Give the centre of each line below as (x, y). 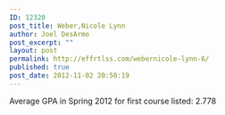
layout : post (33, 51)
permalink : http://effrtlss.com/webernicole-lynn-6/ (109, 59)
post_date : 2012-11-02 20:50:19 (69, 76)
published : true (39, 68)
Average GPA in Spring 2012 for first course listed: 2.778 (113, 101)
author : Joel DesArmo (50, 34)
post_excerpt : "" (42, 42)
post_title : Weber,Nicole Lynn (67, 26)
